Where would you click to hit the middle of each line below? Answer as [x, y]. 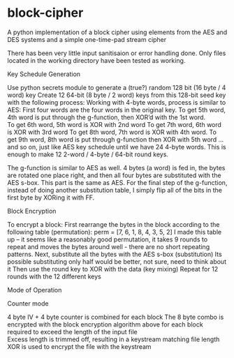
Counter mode [28, 303]
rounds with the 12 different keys [54, 276]
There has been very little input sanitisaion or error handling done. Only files [117, 53]
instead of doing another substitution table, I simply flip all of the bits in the [115, 190]
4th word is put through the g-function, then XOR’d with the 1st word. [107, 117]
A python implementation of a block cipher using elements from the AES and [117, 32]
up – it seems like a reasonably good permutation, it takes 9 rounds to [108, 239]
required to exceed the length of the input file [72, 331]
